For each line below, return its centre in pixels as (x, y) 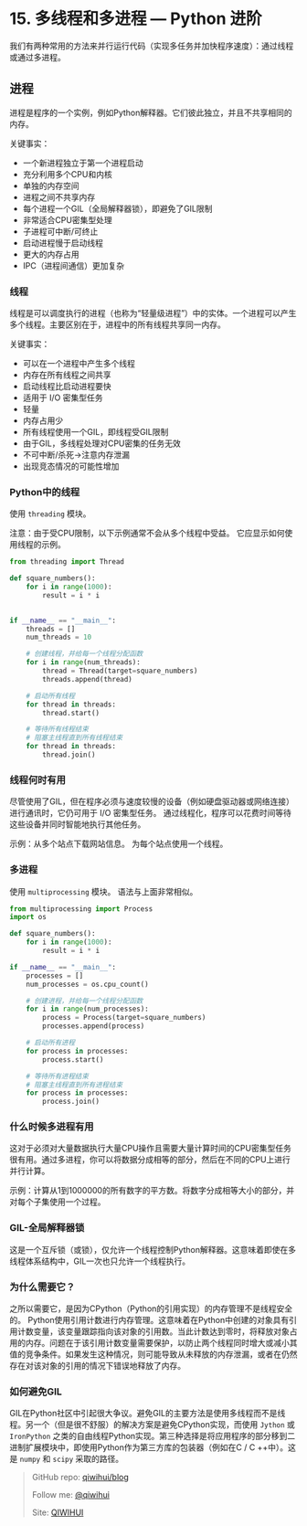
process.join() (71, 1102)
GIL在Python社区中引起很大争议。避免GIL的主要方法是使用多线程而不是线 (148, 1414)
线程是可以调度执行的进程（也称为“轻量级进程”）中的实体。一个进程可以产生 (153, 313)
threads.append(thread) (87, 679)
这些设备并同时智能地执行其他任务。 (78, 824)
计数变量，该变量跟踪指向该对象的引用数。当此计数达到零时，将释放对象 (153, 1331)
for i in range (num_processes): (87, 1009)
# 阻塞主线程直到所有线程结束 (74, 738)
